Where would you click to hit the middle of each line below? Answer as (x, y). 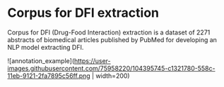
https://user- (92, 60)
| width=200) (111, 76)
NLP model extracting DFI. (46, 47)
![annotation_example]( (41, 60)
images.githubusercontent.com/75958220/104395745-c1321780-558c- (111, 68)
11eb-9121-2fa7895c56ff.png (49, 76)
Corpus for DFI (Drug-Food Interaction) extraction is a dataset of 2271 (109, 32)
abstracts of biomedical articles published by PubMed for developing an (112, 39)
